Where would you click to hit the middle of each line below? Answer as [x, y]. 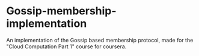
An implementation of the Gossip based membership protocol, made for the [100, 40]
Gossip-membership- [61, 11]
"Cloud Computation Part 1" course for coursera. [66, 46]
